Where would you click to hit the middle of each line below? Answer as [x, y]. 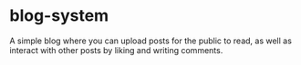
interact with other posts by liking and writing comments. [116, 50]
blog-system [59, 16]
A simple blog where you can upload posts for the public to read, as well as [150, 41]
